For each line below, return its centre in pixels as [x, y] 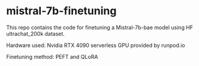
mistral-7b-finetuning [61, 11]
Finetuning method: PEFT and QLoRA [52, 56]
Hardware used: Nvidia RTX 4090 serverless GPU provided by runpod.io [96, 45]
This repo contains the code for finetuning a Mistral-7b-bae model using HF [100, 27]
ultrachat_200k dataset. [35, 33]
